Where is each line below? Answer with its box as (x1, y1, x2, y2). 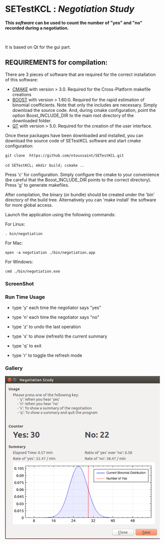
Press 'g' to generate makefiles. (5, 182, 70, 188)
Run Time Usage (5, 293, 45, 300)
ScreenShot (5, 280, 34, 287)
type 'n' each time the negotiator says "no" (12, 314, 100, 320)
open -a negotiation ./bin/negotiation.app (5, 250, 96, 255)
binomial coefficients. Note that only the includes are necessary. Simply (12, 102, 158, 108)
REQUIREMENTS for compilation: (5, 58, 108, 67)
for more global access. (5, 202, 53, 208)
